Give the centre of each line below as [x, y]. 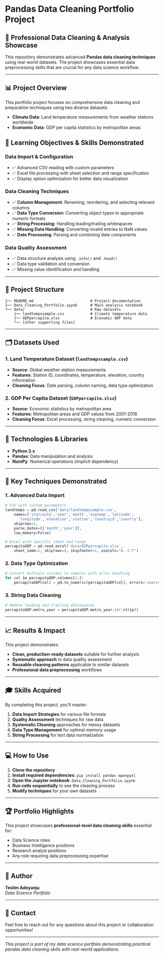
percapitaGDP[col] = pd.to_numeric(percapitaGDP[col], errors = [80, 583]
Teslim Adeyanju [22, 888]
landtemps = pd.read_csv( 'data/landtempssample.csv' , [61, 510]
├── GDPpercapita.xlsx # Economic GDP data [73, 318]
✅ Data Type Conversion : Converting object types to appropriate [78, 213]
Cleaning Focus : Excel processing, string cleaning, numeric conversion [84, 419]
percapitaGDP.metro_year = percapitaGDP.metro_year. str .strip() [72, 610]
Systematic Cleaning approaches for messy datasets [66, 725]
